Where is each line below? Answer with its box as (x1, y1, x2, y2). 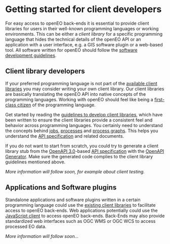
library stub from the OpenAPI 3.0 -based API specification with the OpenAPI (5, 148, 164, 154)
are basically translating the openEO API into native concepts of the (5, 91, 146, 97)
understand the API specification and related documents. (5, 133, 124, 139)
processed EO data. (5, 223, 47, 229)
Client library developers (5, 67, 85, 76)
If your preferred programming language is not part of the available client (5, 80, 158, 86)
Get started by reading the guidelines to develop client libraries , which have (5, 111, 163, 117)
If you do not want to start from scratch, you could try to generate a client (5, 143, 158, 149)
